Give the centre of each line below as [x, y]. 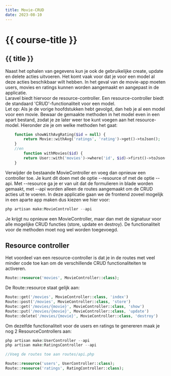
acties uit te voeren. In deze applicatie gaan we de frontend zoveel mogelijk [84, 194]
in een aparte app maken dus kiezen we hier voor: [58, 200]
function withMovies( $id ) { [53, 153]
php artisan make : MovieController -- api [49, 209]
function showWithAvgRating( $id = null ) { [60, 135]
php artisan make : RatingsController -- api [51, 345]
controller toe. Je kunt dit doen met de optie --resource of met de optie [80, 178]
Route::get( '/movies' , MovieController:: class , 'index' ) [67, 297]
